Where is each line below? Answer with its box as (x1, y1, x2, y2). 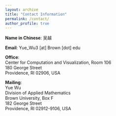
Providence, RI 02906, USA (5, 70, 60, 76)
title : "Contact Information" (5, 12, 67, 17)
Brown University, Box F (5, 95, 54, 101)
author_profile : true (5, 21, 50, 26)
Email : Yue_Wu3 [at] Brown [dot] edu (5, 45, 81, 51)
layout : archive (5, 7, 38, 12)
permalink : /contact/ (5, 16, 50, 21)
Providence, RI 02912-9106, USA (5, 106, 71, 112)
